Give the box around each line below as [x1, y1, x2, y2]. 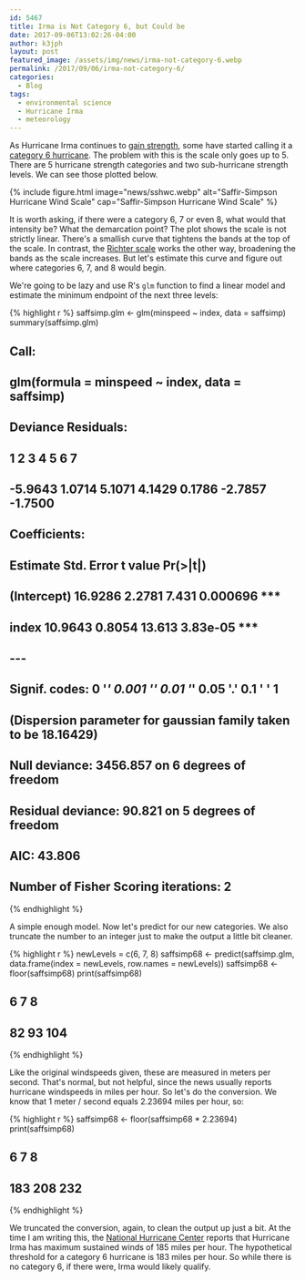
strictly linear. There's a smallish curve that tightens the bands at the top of [9, 233, 290, 244]
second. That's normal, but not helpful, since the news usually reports [9, 1077, 272, 1087]
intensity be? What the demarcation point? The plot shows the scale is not [9, 224, 287, 235]
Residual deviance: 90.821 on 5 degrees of [9, 803, 256, 818]
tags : [9, 89, 30, 98]
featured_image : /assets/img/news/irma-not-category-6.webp [9, 56, 243, 65]
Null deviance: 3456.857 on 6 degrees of [9, 758, 246, 774]
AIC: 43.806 [9, 848, 81, 864]
